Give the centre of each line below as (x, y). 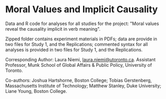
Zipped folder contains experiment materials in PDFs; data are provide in (81, 39)
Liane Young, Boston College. (36, 91)
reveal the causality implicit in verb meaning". (53, 29)
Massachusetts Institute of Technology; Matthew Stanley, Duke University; (83, 86)
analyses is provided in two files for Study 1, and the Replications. (74, 49)
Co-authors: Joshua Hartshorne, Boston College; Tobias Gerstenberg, (78, 80)
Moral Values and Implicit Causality (81, 9)
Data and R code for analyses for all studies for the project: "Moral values (82, 23)
